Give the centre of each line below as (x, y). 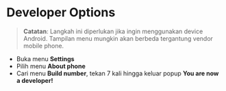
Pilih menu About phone (51, 66)
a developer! (35, 80)
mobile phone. (43, 45)
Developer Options (61, 13)
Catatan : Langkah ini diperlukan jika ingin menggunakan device (113, 31)
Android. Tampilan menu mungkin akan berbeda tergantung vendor (118, 38)
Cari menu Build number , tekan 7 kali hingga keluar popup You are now (117, 73)
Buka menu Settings (45, 58)
